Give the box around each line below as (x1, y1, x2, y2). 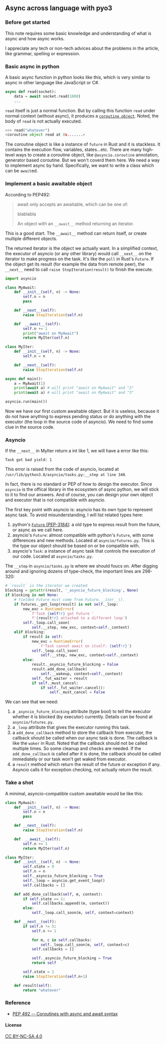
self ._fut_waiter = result (31, 676, 88, 681)
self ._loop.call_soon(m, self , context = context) (31, 910, 134, 915)
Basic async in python (5, 63, 59, 70)
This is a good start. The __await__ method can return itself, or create (5, 230, 147, 236)
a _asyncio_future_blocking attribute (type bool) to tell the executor (12, 709, 151, 715)
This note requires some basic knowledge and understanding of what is (5, 30, 152, 36)
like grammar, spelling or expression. (5, 50, 80, 56)
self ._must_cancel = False (49, 690, 106, 695)
